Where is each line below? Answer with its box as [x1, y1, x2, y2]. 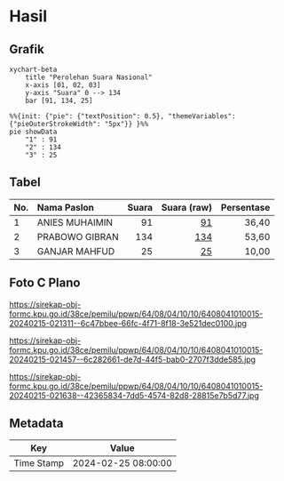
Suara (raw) [161, 201, 213, 213]
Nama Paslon [36, 201, 95, 213]
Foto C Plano [9, 276, 81, 291]
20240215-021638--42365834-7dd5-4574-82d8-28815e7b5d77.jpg [9, 389, 259, 401]
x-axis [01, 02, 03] [25, 81, 101, 90]
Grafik [9, 42, 44, 57]
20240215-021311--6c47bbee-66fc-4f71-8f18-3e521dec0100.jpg [9, 317, 247, 328]
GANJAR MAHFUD [36, 245, 115, 257]
